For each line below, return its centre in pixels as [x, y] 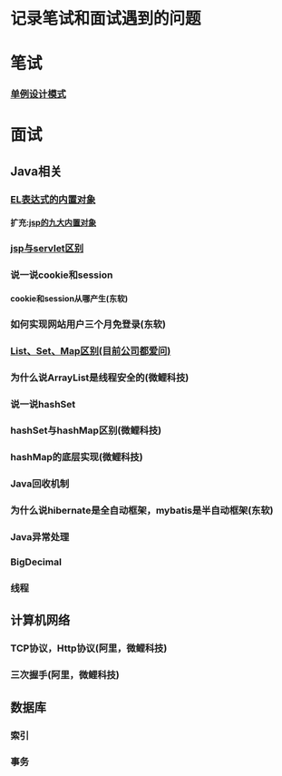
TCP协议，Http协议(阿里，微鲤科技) [89, 648]
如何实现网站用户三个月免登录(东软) [88, 324]
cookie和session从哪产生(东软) [69, 298]
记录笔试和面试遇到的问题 [106, 19]
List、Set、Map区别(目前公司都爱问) [91, 350]
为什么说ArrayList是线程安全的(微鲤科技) [100, 378]
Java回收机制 [40, 484]
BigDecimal [36, 562]
